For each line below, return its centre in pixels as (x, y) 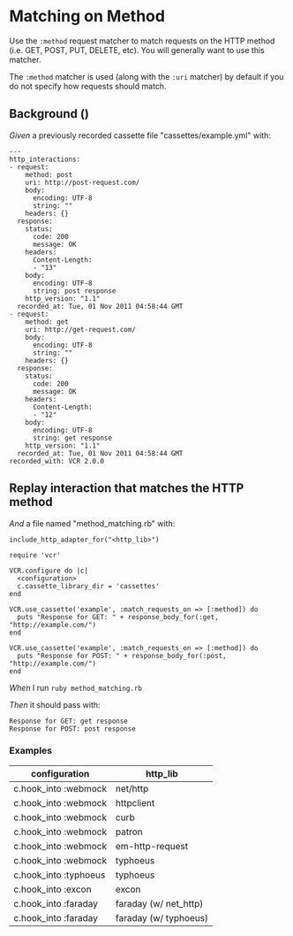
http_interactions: (45, 159)
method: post (49, 174)
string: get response (72, 438)
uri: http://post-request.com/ (83, 182)
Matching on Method (87, 16)
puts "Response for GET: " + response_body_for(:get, (118, 617)
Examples (31, 751)
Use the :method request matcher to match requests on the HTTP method (142, 41)
